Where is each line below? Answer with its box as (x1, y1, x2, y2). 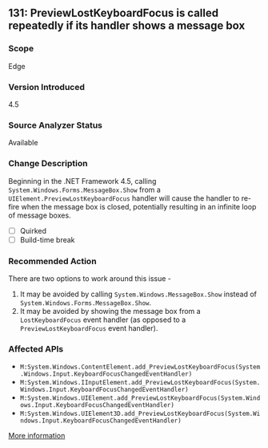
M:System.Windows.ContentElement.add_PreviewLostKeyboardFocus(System (19, 363, 261, 372)
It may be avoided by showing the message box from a (19, 307, 202, 316)
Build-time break (19, 234, 75, 244)
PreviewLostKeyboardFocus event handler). (19, 324, 158, 332)
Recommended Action (8, 255, 98, 267)
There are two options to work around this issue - (8, 274, 172, 283)
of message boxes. (8, 210, 71, 220)
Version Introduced (8, 81, 86, 92)
